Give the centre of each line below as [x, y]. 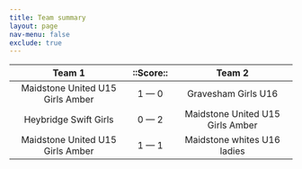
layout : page [34, 26]
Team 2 [232, 73]
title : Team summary [48, 18]
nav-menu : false [40, 34]
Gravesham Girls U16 [233, 93]
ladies [232, 151]
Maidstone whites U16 [232, 140]
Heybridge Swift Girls [69, 120]
